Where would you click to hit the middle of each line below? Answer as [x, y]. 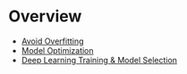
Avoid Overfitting [52, 41]
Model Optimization [58, 50]
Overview [45, 16]
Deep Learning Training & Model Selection [99, 60]
